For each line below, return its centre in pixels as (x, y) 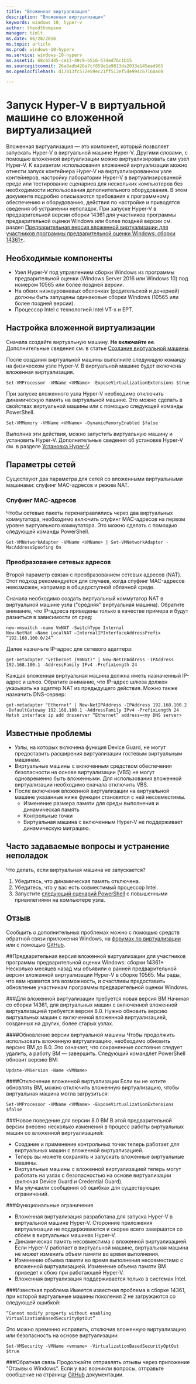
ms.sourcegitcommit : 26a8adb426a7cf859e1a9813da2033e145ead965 (85, 66)
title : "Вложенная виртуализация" (48, 11)
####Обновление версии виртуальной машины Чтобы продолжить (91, 1035)
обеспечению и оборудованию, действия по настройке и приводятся (93, 202)
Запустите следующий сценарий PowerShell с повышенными (91, 894)
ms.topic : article (28, 44)
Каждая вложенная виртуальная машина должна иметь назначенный (94, 676)
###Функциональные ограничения (50, 1205)
